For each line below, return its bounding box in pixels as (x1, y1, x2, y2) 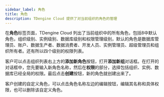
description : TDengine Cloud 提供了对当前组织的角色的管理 (5, 16, 117, 21)
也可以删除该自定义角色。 (13, 87, 65, 93)
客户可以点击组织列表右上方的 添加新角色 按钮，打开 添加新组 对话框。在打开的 (5, 59, 159, 65)
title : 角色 (5, 12, 28, 16)
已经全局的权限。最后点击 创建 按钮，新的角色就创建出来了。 (13, 71, 133, 77)
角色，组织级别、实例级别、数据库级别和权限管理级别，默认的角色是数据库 (5, 36, 155, 42)
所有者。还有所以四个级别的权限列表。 (9, 48, 86, 54)
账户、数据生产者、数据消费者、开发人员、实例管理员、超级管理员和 (18, 42, 155, 48)
